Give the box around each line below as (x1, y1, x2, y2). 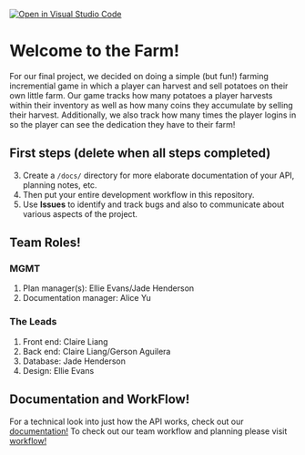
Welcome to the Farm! (9, 41, 180, 61)
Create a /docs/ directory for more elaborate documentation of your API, (22, 170, 295, 181)
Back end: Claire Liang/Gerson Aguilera (22, 346, 171, 357)
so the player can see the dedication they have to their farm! (9, 119, 236, 129)
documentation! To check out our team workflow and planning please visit (9, 425, 288, 437)
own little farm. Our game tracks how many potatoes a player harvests (9, 89, 273, 100)
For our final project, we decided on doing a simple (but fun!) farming (9, 70, 269, 81)
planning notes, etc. (22, 179, 97, 191)
